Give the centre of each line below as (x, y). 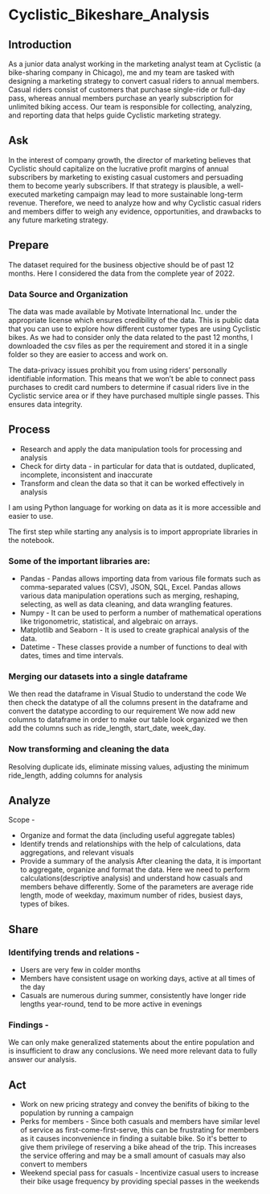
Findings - (29, 1025)
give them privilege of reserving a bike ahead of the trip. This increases (138, 1147)
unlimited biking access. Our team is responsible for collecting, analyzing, (130, 107)
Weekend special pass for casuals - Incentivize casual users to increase (139, 1173)
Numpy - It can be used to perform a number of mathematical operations (141, 613)
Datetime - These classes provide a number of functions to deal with (133, 647)
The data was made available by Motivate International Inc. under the (123, 311)
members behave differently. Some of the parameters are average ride (137, 887)
